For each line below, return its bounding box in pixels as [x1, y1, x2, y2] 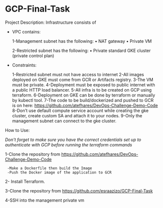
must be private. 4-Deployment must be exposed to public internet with [12, 81, 155, 88]
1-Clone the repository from [5, 151, 61, 157]
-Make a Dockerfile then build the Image [7, 166, 92, 171]
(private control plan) [12, 52, 54, 59]
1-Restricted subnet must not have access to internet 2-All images [12, 71, 144, 77]
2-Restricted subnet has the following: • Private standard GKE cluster [12, 48, 151, 53]
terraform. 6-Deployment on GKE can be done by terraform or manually [12, 92, 155, 98]
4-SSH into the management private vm [5, 197, 85, 203]
